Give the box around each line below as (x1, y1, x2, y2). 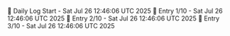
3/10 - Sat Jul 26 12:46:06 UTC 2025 (7, 22, 115, 30)
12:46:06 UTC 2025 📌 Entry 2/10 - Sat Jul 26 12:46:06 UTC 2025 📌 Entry (7, 14, 220, 23)
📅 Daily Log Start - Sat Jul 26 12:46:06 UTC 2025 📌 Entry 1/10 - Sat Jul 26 (7, 7, 223, 15)
